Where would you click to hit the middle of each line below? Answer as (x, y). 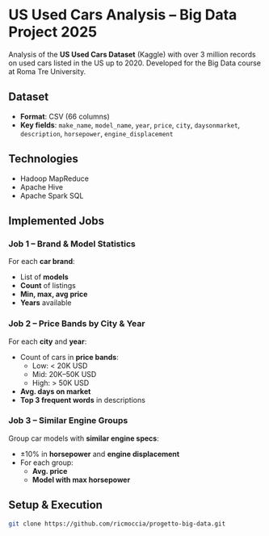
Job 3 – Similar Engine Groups (68, 421)
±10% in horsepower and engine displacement (100, 454)
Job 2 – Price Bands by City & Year (77, 324)
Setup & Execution (56, 505)
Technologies (44, 159)
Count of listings (48, 286)
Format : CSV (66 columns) (65, 116)
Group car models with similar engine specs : (84, 438)
